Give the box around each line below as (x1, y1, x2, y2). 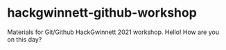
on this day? (7, 35, 42, 43)
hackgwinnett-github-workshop (7, 5, 198, 21)
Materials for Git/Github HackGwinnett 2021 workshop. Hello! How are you (7, 28, 220, 36)
